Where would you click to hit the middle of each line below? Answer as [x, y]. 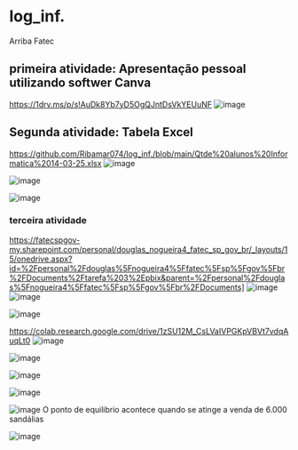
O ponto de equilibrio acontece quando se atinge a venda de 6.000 [165, 409]
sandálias [27, 419]
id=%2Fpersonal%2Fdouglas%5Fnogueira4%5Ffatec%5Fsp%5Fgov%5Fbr [147, 268]
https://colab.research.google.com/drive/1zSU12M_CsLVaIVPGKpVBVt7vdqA [149, 331]
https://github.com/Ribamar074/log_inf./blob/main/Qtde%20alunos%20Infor [149, 154]
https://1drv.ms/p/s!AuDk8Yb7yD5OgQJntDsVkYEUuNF [111, 104]
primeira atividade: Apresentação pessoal [128, 69]
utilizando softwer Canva [80, 83]
